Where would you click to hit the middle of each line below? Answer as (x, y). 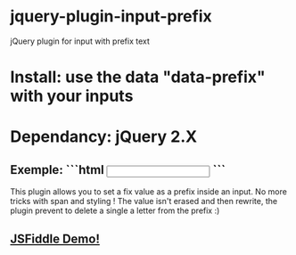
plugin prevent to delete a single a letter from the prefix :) (115, 210)
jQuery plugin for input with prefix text (80, 41)
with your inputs (72, 96)
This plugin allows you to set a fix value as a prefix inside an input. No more (149, 192)
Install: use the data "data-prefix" (138, 77)
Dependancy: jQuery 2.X (104, 137)
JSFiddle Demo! (55, 239)
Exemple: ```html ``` (118, 170)
